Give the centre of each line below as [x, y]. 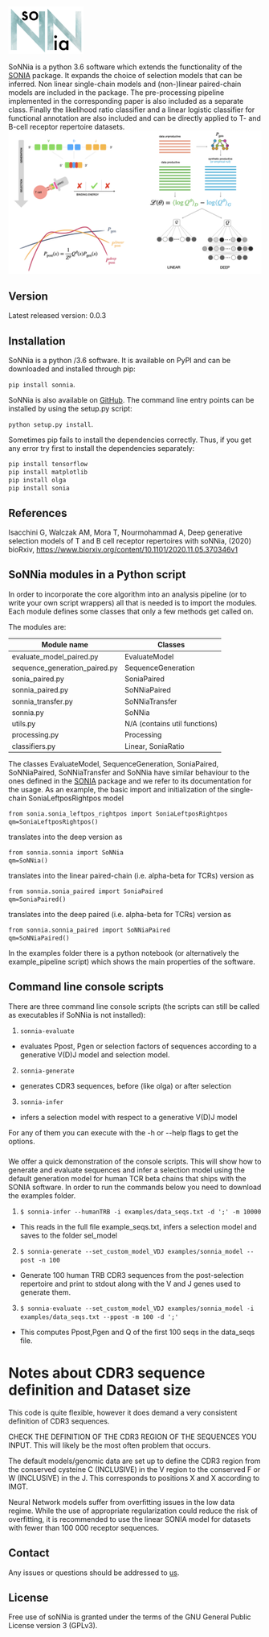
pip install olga [37, 481]
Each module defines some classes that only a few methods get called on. [131, 611]
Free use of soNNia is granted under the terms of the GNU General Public [130, 1617]
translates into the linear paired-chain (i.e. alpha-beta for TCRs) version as [131, 876]
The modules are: [37, 626]
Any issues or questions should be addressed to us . [94, 1573]
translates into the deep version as [65, 837]
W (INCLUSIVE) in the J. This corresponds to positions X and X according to [134, 1478]
